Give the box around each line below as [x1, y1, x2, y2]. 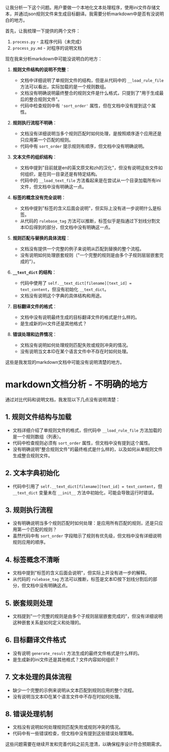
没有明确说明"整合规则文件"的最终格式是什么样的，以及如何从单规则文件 [12, 446, 163, 452]
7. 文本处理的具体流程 [5, 673, 72, 682]
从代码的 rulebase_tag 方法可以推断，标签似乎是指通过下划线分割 [20, 218, 156, 224]
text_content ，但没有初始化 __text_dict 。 [20, 286, 109, 292]
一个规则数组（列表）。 [17, 433, 64, 439]
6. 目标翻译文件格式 [5, 635, 67, 645]
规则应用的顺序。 [12, 539, 48, 545]
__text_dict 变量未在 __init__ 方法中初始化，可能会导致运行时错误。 [12, 490, 157, 496]
